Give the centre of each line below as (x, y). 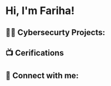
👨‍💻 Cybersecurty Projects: (55, 32)
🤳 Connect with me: (42, 76)
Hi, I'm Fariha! (40, 11)
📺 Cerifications (35, 53)
